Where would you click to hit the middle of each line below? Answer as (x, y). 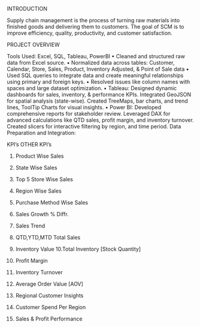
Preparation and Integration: (42, 133)
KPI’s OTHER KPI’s (29, 144)
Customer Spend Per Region (51, 307)
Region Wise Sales (38, 191)
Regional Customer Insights (49, 295)
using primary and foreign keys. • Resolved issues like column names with (99, 82)
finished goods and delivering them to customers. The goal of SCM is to (96, 27)
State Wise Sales (36, 168)
